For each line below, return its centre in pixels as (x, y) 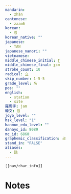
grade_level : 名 (21, 83)
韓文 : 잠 (13, 111)
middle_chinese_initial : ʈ (33, 60)
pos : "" (13, 88)
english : (14, 93)
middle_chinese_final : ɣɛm (33, 65)
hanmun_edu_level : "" (27, 125)
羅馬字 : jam (16, 106)
